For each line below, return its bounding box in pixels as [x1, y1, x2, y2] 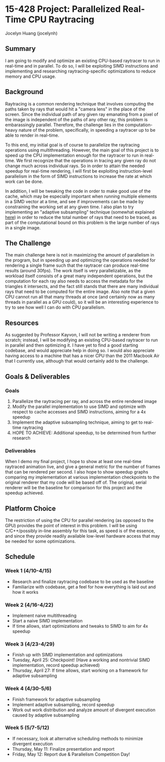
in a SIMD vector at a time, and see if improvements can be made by [5, 198, 144, 204]
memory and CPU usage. [5, 73, 56, 79]
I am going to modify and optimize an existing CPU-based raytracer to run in [5, 58, 160, 64]
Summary [5, 44, 36, 53]
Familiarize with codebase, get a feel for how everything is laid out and [12, 583, 156, 590]
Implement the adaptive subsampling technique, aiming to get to [12, 419, 143, 425]
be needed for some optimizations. [5, 538, 76, 544]
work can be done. [5, 179, 43, 184]
